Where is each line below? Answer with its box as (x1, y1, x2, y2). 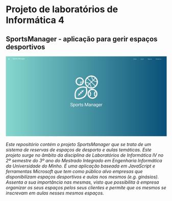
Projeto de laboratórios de (6, 4, 118, 15)
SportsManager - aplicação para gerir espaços (6, 35, 158, 43)
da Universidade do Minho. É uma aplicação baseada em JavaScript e (6, 163, 155, 169)
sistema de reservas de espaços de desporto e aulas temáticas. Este (6, 147, 152, 153)
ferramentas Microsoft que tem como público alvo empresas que (6, 168, 143, 174)
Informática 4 (6, 14, 64, 26)
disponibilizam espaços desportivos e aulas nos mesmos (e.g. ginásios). (6, 174, 159, 180)
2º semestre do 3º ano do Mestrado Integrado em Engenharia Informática (6, 157, 162, 163)
